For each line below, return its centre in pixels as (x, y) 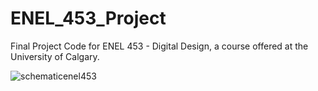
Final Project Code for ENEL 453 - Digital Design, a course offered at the (159, 46)
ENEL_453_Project (88, 18)
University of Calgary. (55, 56)
